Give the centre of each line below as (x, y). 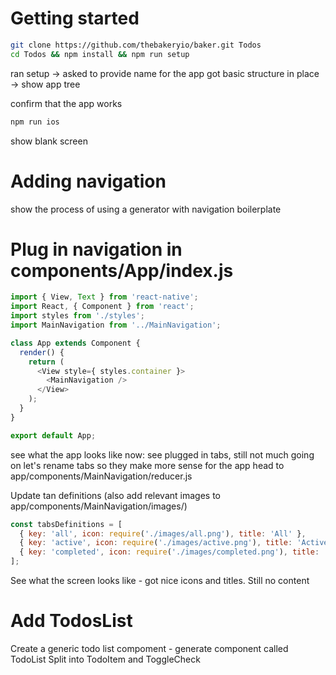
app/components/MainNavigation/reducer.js (101, 476)
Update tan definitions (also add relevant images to (115, 495)
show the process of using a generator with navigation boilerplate (146, 209)
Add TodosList (71, 621)
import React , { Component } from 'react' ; (102, 307)
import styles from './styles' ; (77, 316)
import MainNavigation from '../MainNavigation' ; (116, 325)
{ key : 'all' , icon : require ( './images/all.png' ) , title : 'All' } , (163, 533)
